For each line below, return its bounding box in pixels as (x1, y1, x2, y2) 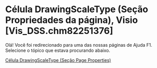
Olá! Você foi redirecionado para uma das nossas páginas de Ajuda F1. (5, 42, 152, 48)
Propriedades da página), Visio (5, 14, 138, 26)
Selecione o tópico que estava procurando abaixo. (5, 47, 110, 53)
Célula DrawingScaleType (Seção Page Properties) (5, 57, 111, 63)
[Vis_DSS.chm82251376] (5, 25, 113, 37)
